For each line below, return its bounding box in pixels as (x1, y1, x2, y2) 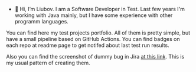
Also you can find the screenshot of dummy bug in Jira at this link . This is (6, 53, 185, 60)
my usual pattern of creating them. (6, 59, 90, 66)
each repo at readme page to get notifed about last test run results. (6, 42, 169, 49)
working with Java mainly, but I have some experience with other (14, 12, 173, 19)
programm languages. (14, 18, 69, 25)
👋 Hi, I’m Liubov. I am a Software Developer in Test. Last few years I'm (14, 6, 185, 12)
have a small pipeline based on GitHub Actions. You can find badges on (6, 36, 180, 42)
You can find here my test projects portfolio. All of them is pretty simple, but (6, 29, 191, 36)
